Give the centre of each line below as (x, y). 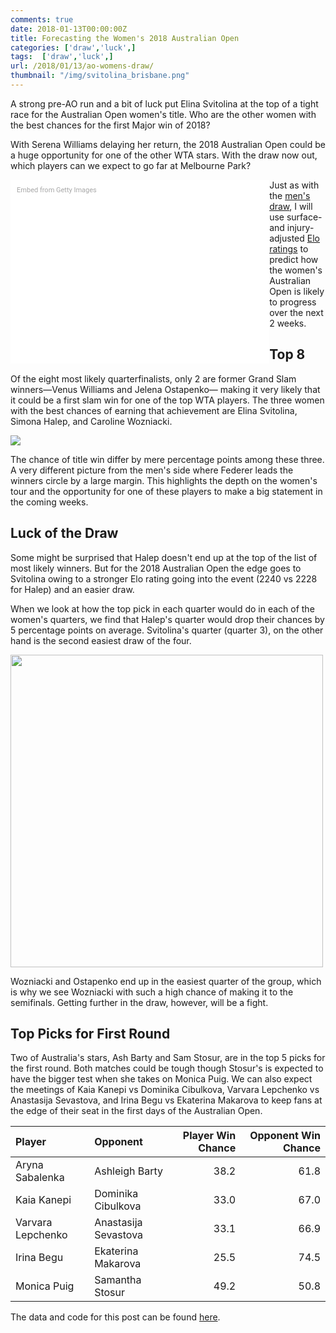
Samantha (118, 1280)
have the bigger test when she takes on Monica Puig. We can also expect (161, 1079)
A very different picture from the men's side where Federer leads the (152, 470)
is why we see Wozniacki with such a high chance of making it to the (152, 992)
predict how (294, 259)
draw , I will (291, 206)
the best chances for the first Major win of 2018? (110, 125)
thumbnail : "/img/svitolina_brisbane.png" (100, 76)
